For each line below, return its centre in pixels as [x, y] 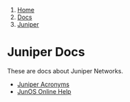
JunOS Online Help [44, 91]
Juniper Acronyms [43, 84]
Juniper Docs [46, 52]
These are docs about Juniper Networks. [65, 71]
